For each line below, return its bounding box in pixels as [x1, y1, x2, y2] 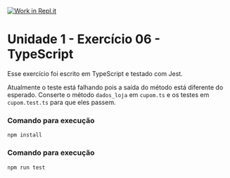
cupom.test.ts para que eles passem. [7, 98, 116, 106]
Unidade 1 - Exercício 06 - [7, 32, 160, 47]
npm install [7, 132, 42, 139]
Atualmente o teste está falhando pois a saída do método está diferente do [7, 83, 224, 91]
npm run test [7, 164, 46, 171]
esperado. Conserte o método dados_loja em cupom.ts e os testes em [7, 90, 210, 98]
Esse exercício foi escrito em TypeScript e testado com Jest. [7, 69, 183, 77]
